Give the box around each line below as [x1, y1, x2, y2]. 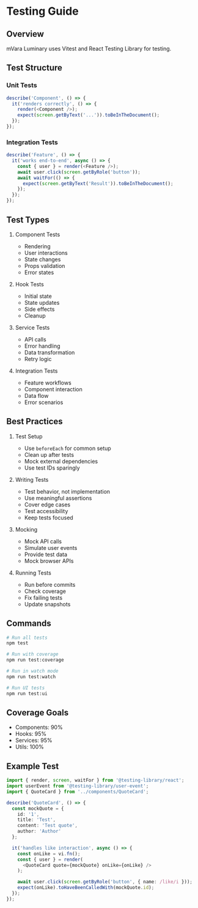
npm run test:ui [6, 690, 48, 696]
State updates [24, 299, 60, 306]
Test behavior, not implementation [24, 487, 111, 495]
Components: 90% [15, 723, 63, 731]
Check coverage [24, 587, 66, 595]
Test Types [6, 215, 50, 225]
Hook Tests [15, 280, 44, 288]
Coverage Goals [6, 707, 69, 718]
